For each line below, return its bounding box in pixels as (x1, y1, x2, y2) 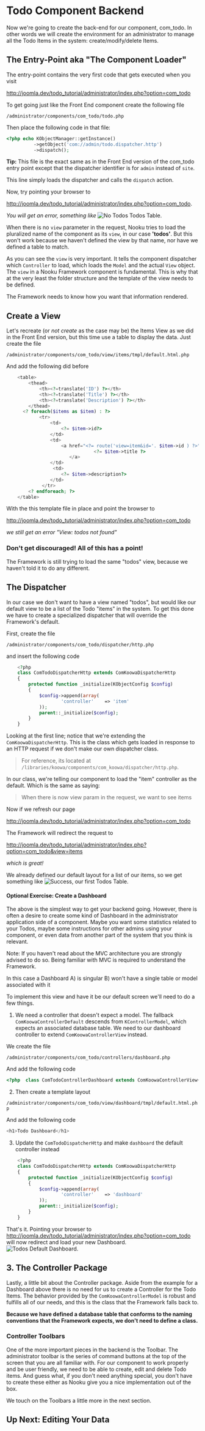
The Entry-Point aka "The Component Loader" (6, 54, 187, 65)
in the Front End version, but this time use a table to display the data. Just (6, 334, 191, 341)
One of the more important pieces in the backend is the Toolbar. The (6, 1346, 179, 1353)
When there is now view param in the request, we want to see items (21, 794, 192, 801)
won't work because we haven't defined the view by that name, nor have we (6, 237, 198, 244)
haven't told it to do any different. (6, 564, 90, 572)
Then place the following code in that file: (6, 124, 111, 131)
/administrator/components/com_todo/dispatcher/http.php (6, 641, 154, 648)
